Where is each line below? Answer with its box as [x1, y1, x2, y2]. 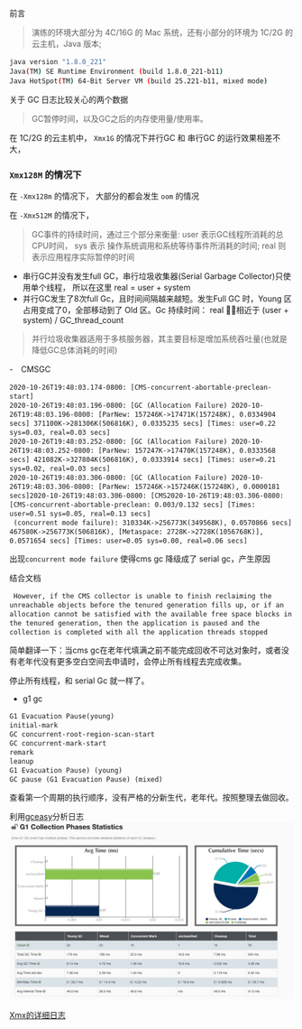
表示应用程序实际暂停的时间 [31, 251, 135, 262]
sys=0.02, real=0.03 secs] [9, 464, 111, 473]
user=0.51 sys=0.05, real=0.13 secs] [9, 509, 151, 518]
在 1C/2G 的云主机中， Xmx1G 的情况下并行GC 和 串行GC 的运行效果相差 [9, 132, 273, 143]
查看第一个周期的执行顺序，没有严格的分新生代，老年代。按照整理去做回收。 [9, 792, 294, 802]
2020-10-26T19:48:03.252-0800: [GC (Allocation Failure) [9, 437, 228, 446]
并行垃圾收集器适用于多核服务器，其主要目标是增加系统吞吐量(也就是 [31, 333, 288, 344]
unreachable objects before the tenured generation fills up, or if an [9, 600, 284, 609]
